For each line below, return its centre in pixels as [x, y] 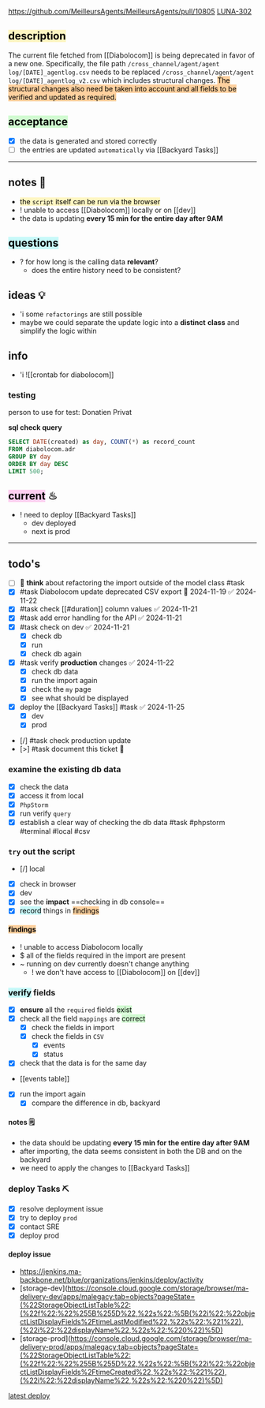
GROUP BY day [30, 457]
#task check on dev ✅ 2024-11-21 [75, 627]
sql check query [35, 428]
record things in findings [60, 911]
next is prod [51, 532]
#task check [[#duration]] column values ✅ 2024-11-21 [108, 609]
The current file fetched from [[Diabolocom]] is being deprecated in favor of [131, 55]
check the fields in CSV [67, 1036]
